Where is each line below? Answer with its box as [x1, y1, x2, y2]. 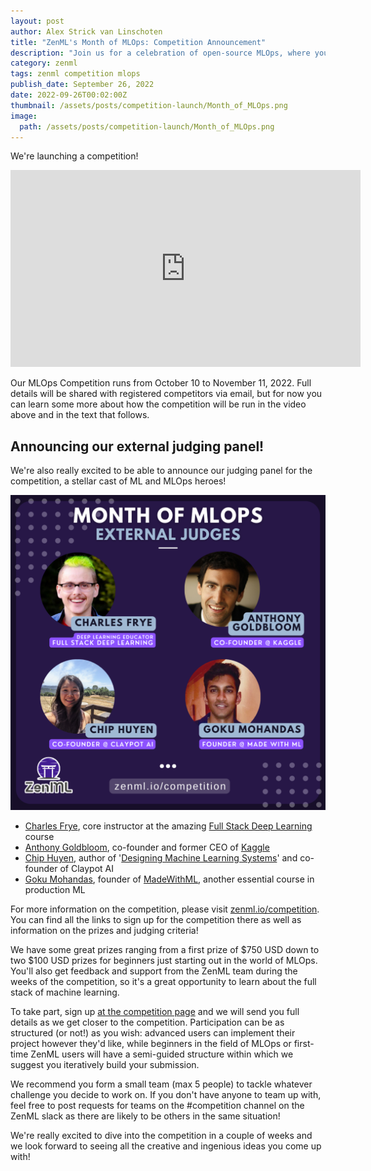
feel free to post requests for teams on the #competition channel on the [10, 1100, 305, 1112]
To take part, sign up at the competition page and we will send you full [10, 1006, 300, 1018]
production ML [24, 884, 86, 896]
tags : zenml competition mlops [10, 69, 141, 79]
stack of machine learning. [10, 986, 120, 999]
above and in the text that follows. [10, 409, 150, 421]
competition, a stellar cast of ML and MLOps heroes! [10, 475, 227, 487]
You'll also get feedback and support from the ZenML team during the [10, 965, 298, 977]
